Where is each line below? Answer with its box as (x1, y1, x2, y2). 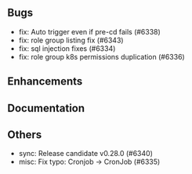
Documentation (7, 101, 85, 114)
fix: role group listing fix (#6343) (18, 35, 124, 45)
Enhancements (7, 74, 83, 89)
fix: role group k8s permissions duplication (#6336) (18, 52, 185, 61)
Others (7, 128, 42, 141)
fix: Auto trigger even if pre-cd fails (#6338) (18, 27, 161, 36)
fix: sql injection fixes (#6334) (18, 43, 116, 53)
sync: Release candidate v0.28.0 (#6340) (18, 149, 154, 158)
